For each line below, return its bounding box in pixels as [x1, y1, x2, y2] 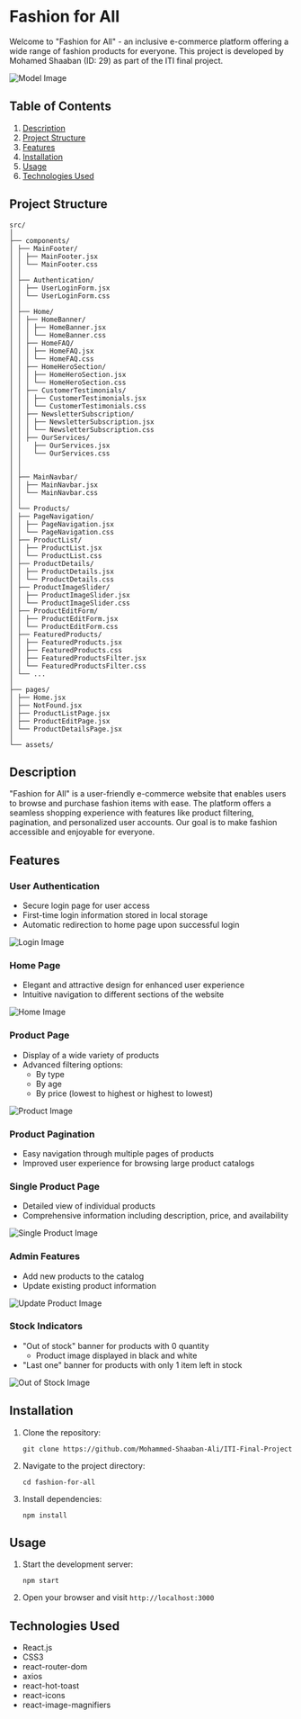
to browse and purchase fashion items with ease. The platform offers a [9, 798, 271, 809]
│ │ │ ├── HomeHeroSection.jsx [9, 370, 127, 379]
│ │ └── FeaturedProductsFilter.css [9, 661, 146, 670]
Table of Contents [9, 99, 112, 114]
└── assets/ [9, 740, 54, 749]
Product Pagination [9, 1128, 95, 1140]
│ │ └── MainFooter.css [9, 259, 99, 269]
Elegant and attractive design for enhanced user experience [22, 979, 245, 991]
